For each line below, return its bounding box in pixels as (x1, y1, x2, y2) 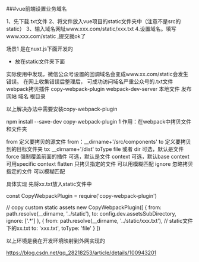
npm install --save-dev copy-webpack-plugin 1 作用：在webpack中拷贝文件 (6, 118, 192, 125)
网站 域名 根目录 (6, 93, 46, 100)
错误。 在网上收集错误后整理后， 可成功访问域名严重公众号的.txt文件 (6, 78, 173, 85)
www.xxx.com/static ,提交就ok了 (6, 33, 86, 40)
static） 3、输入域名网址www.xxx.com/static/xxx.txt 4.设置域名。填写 (6, 26, 176, 32)
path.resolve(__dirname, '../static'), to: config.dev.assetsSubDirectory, (6, 210, 176, 217)
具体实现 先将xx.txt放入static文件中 (6, 181, 92, 187)
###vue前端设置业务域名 (6, 5, 67, 12)
